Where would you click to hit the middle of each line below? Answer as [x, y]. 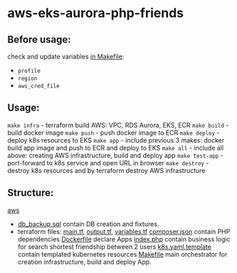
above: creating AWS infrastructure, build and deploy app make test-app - [116, 155]
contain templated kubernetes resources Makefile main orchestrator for [122, 254]
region [27, 78]
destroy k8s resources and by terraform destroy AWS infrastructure [106, 170]
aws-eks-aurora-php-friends [96, 13]
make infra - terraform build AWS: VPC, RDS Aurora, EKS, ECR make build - [118, 125]
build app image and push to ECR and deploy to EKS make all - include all [116, 148]
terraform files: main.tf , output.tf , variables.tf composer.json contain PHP [124, 231]
